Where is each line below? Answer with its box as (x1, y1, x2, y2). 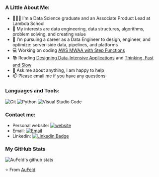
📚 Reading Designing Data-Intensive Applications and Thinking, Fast (12, 55, 154, 61)
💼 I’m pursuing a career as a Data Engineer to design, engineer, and (12, 36, 151, 42)
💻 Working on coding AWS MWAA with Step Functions (12, 47, 125, 53)
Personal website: (12, 122, 49, 128)
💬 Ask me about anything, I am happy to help (12, 67, 104, 73)
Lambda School (12, 20, 45, 26)
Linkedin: (12, 133, 31, 139)
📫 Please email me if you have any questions (12, 73, 106, 79)
